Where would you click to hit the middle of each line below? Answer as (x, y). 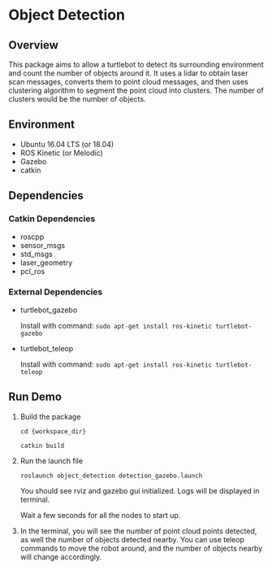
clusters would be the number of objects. (77, 99)
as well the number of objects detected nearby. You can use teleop (132, 539)
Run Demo (35, 397)
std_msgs (36, 254)
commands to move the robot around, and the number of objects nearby (141, 548)
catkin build (42, 446)
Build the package (50, 416)
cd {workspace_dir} (53, 431)
